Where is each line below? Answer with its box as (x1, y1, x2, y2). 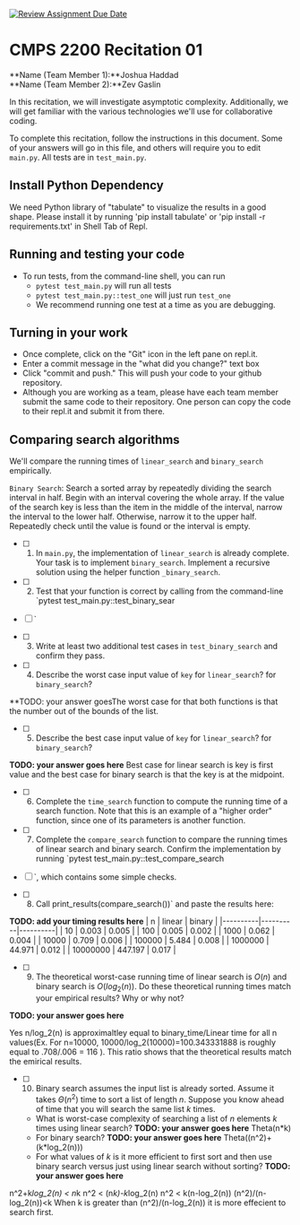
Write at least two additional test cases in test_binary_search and (35, 641, 279, 652)
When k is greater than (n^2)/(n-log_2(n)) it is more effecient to (53, 1197, 287, 1208)
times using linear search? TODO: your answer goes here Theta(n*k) (35, 1122, 292, 1134)
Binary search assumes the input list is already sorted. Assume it (35, 1082, 275, 1093)
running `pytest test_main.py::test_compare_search (35, 853, 225, 864)
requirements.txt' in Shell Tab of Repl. (9, 221, 149, 231)
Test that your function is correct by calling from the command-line (35, 586, 284, 596)
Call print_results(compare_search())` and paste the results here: (35, 899, 275, 909)
